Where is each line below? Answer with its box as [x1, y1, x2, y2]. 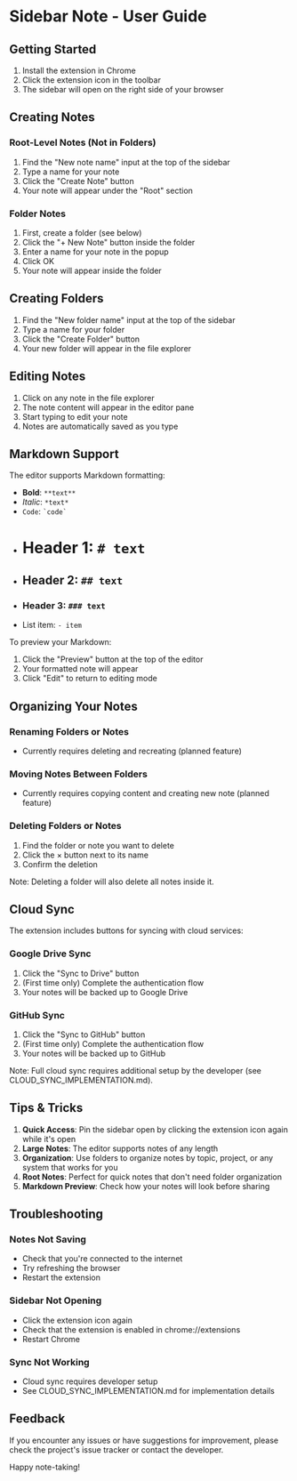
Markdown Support [9, 447, 119, 462]
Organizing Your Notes [9, 698, 138, 713]
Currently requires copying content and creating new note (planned [21, 788, 269, 799]
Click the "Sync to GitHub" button [21, 1029, 146, 1040]
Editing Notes [9, 369, 86, 384]
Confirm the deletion [21, 858, 98, 869]
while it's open [21, 1133, 76, 1144]
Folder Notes [9, 207, 67, 220]
